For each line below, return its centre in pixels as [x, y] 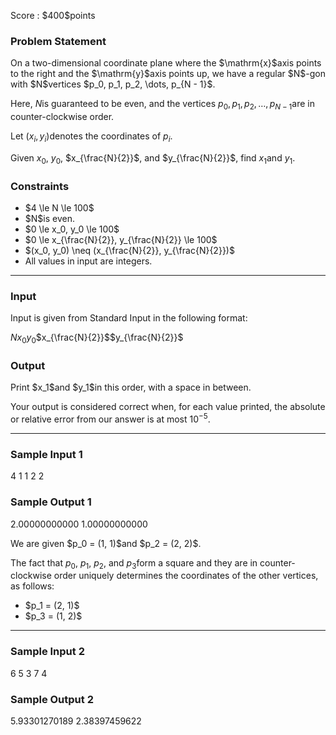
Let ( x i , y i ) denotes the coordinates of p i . [91, 137]
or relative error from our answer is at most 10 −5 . [110, 418]
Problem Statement [58, 41]
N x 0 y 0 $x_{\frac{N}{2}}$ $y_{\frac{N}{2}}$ [97, 338]
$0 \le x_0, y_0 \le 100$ [72, 229]
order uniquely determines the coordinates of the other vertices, [186, 576]
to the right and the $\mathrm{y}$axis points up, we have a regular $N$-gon [168, 74]
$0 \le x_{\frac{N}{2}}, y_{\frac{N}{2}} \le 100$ [121, 239]
